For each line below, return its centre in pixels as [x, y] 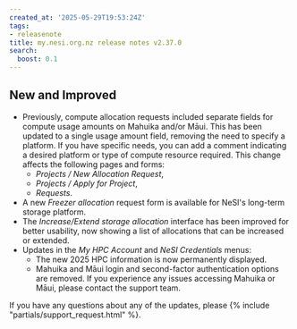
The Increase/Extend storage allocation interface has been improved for [155, 221]
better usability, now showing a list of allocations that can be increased [153, 231]
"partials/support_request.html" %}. [75, 315]
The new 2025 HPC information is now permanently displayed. [151, 259]
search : [24, 51]
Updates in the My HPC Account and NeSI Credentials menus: [137, 249]
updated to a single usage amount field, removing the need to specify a [154, 136]
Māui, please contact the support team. [108, 288]
